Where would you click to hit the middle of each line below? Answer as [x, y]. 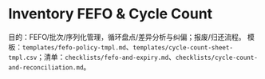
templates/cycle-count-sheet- [183, 47]
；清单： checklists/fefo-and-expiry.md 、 [106, 57]
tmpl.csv [23, 57]
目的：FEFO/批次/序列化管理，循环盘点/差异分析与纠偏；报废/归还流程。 [127, 37]
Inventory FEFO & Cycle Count [111, 14]
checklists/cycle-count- [216, 57]
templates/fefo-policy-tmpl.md [74, 47]
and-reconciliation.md [46, 67]
